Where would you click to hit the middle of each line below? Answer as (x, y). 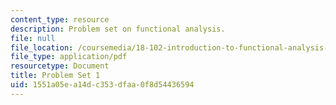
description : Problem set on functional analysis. (118, 29)
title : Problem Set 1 (55, 76)
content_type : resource (60, 19)
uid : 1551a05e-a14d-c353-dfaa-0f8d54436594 (102, 85)
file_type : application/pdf (69, 57)
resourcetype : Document (60, 66)
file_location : (42, 47)
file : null (33, 38)
